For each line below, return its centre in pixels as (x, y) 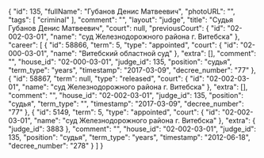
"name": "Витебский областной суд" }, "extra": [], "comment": (153, 53)
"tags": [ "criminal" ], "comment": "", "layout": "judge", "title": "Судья (121, 20)
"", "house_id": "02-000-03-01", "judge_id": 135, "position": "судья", (120, 62)
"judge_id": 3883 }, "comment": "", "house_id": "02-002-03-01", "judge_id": (132, 129)
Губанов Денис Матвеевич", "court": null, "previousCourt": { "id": (117, 28)
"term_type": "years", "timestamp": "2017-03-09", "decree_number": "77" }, (132, 70)
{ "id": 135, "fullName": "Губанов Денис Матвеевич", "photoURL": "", (122, 11)
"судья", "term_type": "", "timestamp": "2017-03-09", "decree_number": (126, 103)
